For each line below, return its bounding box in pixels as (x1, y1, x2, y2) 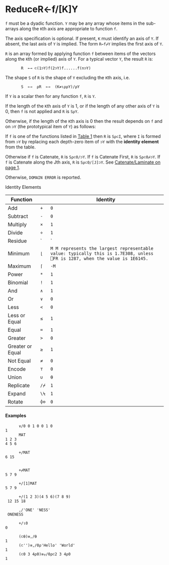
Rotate (8, 398, 24, 405)
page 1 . (5, 164, 20, 170)
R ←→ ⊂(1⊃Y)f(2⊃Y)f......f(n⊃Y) (21, 66, 92, 71)
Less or (8, 312, 26, 319)
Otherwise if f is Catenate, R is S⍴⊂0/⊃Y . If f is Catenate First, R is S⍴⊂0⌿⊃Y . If (5, 153, 160, 160)
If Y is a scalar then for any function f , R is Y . (5, 93, 97, 99)
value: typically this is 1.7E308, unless (50, 250, 154, 256)
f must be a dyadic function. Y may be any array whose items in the (5, 20, 145, 26)
